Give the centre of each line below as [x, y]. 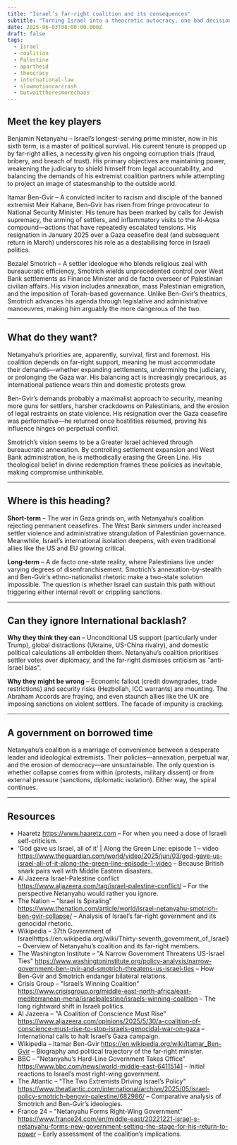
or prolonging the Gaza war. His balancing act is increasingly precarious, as [117, 377]
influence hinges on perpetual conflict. [63, 428]
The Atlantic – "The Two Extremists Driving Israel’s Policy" [102, 1081]
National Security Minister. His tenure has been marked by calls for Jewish [115, 212]
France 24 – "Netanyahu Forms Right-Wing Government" [100, 1111]
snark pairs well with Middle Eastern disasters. [85, 871]
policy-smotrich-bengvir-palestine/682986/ [81, 1096]
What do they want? [52, 338]
